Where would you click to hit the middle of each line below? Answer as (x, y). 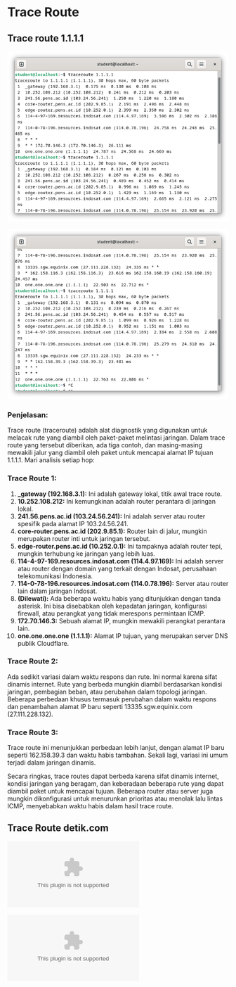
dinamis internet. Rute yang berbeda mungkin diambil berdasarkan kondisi (115, 684)
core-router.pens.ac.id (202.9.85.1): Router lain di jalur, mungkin (112, 531)
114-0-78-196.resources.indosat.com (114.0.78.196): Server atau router (123, 583)
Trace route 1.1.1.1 (46, 38)
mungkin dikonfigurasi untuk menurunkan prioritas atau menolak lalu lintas (115, 798)
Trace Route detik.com (58, 828)
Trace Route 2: (33, 661)
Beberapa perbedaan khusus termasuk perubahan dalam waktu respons (112, 699)
